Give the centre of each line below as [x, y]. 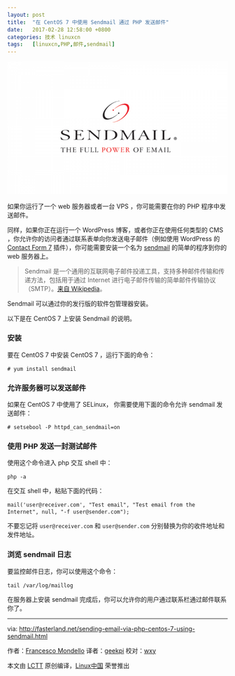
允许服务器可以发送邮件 [47, 388]
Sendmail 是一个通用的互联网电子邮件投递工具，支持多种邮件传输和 [121, 271]
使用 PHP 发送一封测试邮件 [52, 447]
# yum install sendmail [42, 369]
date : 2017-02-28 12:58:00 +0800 [59, 29]
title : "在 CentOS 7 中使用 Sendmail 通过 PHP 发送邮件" [88, 22]
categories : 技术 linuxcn [44, 37]
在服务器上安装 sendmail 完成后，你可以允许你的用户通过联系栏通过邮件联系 [117, 599]
